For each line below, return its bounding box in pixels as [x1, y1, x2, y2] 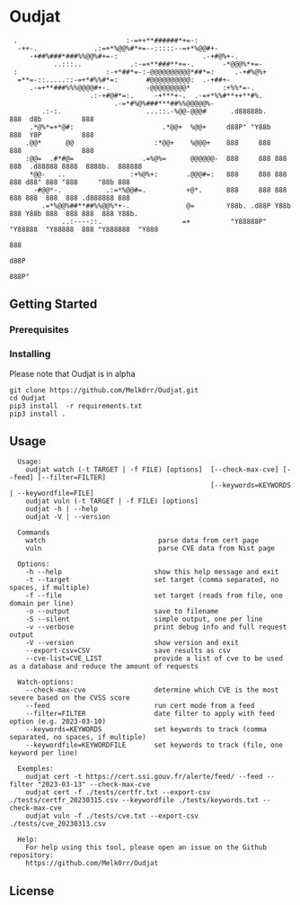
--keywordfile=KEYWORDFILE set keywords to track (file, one [25, 740, 283, 750]
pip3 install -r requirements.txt [9, 401, 143, 410]
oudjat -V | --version [25, 513, 110, 522]
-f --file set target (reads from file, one [25, 591, 283, 600]
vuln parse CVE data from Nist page [25, 544, 276, 553]
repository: [9, 851, 54, 860]
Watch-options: [17, 677, 75, 687]
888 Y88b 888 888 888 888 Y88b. [9, 209, 139, 218]
